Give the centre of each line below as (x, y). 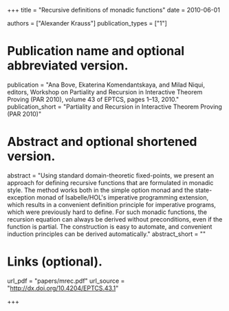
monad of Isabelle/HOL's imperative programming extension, (123, 197)
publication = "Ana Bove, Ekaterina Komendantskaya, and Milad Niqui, (106, 85)
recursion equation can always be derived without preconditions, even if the (115, 219)
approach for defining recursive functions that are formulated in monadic (110, 182)
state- (204, 190)
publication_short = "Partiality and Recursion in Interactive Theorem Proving (115, 107)
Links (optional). (55, 262)
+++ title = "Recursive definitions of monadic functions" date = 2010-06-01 (113, 10)
